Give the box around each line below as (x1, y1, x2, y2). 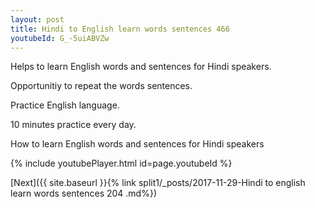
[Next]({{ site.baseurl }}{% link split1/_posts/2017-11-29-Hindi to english (10, 177, 306, 189)
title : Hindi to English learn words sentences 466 (10, 24, 230, 34)
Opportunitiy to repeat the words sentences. (10, 80, 193, 92)
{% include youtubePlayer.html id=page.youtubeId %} (10, 157, 233, 170)
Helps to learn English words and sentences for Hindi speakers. (10, 61, 272, 73)
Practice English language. (10, 99, 120, 111)
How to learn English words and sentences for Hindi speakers (10, 138, 265, 150)
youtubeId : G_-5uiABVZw (10, 33, 110, 43)
